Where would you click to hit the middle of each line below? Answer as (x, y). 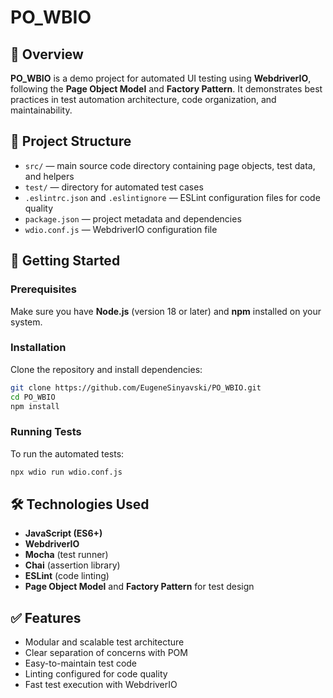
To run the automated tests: (67, 453)
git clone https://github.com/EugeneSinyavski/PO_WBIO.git (136, 387)
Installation (38, 348)
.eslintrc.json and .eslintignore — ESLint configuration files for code (172, 197)
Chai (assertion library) (72, 565)
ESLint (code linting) (67, 576)
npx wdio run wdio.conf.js (66, 472)
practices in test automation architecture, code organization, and (143, 99)
